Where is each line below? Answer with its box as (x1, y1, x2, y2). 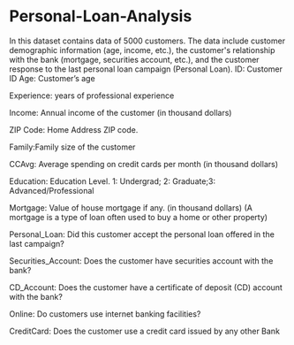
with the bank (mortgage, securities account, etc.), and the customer (9, 54, 260, 65)
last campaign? (9, 238, 64, 249)
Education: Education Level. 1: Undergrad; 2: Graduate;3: (9, 175, 216, 187)
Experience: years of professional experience (9, 90, 175, 101)
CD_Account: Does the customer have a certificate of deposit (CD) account (9, 281, 283, 293)
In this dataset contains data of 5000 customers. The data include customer (9, 35, 285, 46)
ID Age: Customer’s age (9, 73, 95, 83)
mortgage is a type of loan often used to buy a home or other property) (9, 211, 268, 222)
